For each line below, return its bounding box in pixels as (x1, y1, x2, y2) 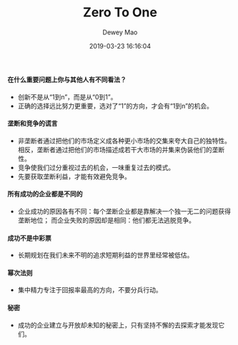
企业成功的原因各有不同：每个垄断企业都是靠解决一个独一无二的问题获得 (17, 206, 231, 215)
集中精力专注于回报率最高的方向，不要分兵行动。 (17, 286, 162, 294)
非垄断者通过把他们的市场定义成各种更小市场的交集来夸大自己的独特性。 (17, 136, 231, 145)
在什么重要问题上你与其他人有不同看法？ (7, 75, 127, 84)
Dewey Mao (102, 28, 138, 36)
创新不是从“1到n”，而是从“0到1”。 (17, 92, 117, 101)
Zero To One (83, 4, 157, 21)
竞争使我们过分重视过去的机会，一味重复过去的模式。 (17, 163, 175, 171)
